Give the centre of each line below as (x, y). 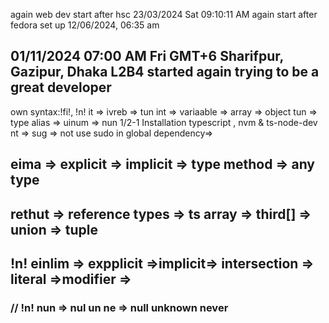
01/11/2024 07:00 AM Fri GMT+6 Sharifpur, (147, 56)
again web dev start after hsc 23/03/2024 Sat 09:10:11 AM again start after (164, 14)
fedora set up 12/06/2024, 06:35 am (85, 25)
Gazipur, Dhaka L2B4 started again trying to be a (165, 72)
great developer (61, 87)
